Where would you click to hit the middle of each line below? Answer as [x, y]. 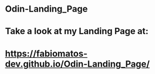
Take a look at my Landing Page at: [77, 31]
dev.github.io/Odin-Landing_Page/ [77, 64]
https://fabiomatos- [46, 53]
